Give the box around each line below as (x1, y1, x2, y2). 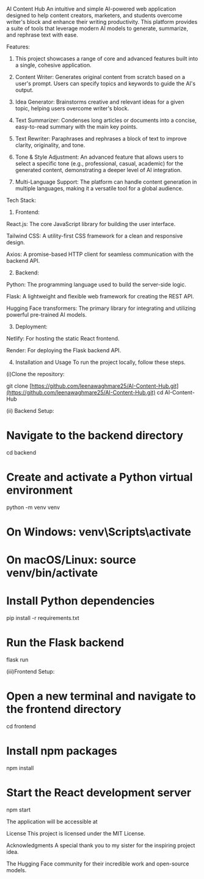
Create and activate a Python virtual (6, 470, 193, 485)
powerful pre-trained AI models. (6, 311, 87, 318)
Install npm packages (6, 744, 117, 758)
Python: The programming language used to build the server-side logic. (6, 281, 186, 288)
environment (6, 483, 73, 497)
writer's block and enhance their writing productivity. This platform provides (6, 18, 198, 25)
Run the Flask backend (6, 636, 124, 650)
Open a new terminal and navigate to (6, 689, 197, 703)
